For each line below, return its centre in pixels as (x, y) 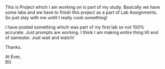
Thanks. (13, 47)
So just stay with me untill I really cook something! (56, 17)
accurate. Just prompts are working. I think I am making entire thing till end (82, 32)
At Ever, (13, 57)
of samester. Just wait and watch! (40, 37)
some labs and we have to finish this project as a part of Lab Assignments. (81, 12)
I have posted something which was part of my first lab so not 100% (75, 27)
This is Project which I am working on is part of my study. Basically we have (83, 7)
